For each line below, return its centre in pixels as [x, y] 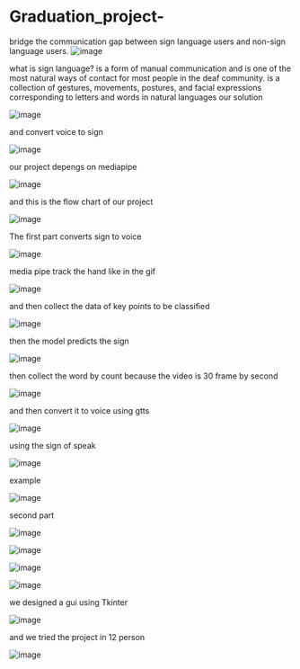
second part [32, 515]
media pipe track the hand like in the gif [82, 271]
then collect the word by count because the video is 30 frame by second [144, 376]
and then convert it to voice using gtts [79, 410]
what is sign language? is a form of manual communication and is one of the [150, 68]
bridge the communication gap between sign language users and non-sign [147, 41]
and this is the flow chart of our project [81, 201]
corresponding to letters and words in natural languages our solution [136, 97]
